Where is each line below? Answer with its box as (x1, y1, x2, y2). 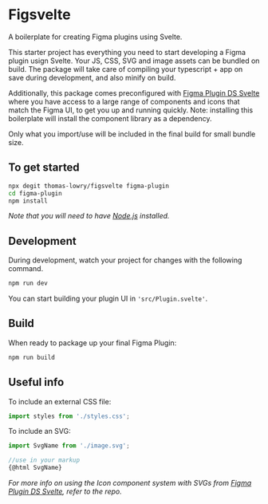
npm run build (8, 353, 56, 361)
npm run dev (8, 279, 48, 288)
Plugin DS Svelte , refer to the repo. (8, 486, 122, 496)
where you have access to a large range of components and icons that (8, 96, 241, 106)
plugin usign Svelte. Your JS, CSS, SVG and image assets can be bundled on (8, 56, 260, 65)
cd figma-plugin (8, 189, 62, 197)
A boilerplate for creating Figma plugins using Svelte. (8, 32, 183, 41)
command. (8, 264, 44, 274)
